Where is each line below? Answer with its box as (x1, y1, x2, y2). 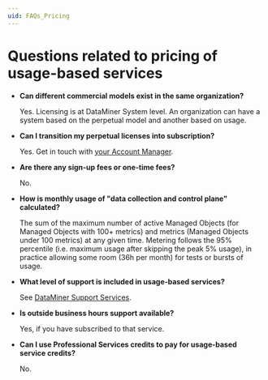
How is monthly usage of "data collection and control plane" (19, 194, 228, 203)
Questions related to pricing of (7, 46, 218, 65)
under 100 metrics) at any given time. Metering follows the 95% (19, 235, 232, 245)
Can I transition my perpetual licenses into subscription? (19, 130, 215, 140)
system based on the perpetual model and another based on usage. (19, 115, 247, 125)
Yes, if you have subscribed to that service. (19, 323, 165, 333)
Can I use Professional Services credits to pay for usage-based (19, 339, 237, 349)
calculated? (19, 202, 60, 211)
